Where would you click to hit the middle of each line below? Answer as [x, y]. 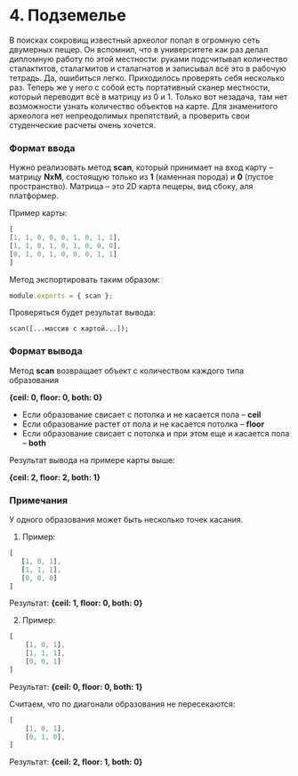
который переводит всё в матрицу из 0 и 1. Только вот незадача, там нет [149, 96]
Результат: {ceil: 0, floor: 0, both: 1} [76, 686]
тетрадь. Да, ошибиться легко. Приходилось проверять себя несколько [147, 77]
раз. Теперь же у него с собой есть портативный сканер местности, [140, 87]
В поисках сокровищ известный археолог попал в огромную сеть [135, 40]
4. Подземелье [68, 16]
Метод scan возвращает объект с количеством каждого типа [127, 371]
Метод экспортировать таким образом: [85, 279]
